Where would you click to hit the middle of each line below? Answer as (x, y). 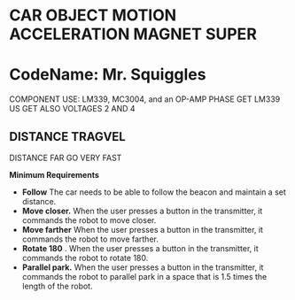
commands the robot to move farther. (90, 239)
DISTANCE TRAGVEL (67, 137)
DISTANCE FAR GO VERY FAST (66, 158)
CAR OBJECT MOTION (93, 15)
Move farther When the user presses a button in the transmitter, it (143, 229)
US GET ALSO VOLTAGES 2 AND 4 (72, 109)
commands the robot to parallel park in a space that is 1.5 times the (144, 276)
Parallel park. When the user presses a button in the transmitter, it (143, 267)
